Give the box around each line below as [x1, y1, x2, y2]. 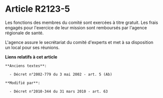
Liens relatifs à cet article [5, 54, 58, 59]
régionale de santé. [5, 30, 44, 36]
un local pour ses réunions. [5, 44, 60, 50]
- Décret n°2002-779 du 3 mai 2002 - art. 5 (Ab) [9, 72, 112, 77]
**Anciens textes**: [5, 63, 47, 68]
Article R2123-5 [5, 3, 70, 15]
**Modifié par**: [5, 80, 41, 85]
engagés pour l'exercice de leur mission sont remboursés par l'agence [5, 24, 147, 30]
